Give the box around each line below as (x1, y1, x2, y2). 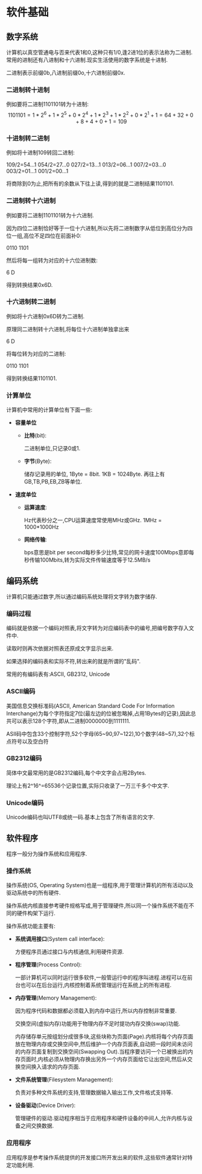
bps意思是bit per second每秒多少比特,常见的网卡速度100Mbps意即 (24, 549, 189, 556)
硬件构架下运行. (16, 910, 56, 917)
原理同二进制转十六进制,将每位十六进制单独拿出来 (6, 325, 130, 333)
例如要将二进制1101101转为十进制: (6, 100, 89, 108)
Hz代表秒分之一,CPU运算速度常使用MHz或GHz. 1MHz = (24, 517, 162, 524)
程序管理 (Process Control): (14, 961, 82, 968)
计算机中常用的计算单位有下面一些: (6, 406, 93, 413)
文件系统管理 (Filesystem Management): (14, 1076, 113, 1083)
